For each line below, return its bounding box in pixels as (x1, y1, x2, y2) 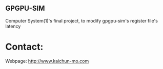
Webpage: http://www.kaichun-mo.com (5, 58, 89, 64)
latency (5, 23, 21, 29)
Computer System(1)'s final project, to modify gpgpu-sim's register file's (5, 17, 158, 24)
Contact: (5, 41, 44, 53)
